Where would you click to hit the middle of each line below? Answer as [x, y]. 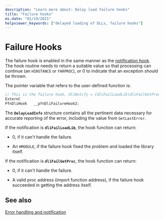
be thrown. [16, 76]
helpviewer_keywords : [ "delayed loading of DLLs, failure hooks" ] [74, 23]
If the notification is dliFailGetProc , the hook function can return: [71, 161]
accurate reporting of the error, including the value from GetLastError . [76, 118]
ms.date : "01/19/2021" [28, 18]
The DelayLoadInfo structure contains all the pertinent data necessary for [79, 113]
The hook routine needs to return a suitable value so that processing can [78, 66]
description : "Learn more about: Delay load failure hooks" [68, 9]
